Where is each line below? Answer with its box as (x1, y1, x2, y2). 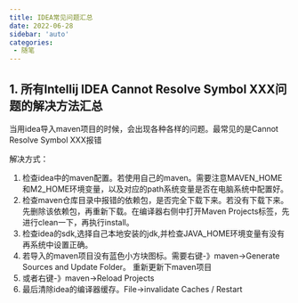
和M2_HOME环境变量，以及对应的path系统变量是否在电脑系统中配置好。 (21, 184, 289, 194)
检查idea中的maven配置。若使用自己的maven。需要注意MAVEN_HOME (21, 172, 283, 183)
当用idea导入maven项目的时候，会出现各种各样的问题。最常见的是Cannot (9, 123, 278, 134)
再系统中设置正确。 (21, 239, 93, 250)
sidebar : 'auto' (9, 29, 69, 38)
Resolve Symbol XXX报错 (9, 135, 102, 145)
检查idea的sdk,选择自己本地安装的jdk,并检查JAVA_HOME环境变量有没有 (21, 228, 286, 239)
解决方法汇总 (32, 98, 103, 113)
